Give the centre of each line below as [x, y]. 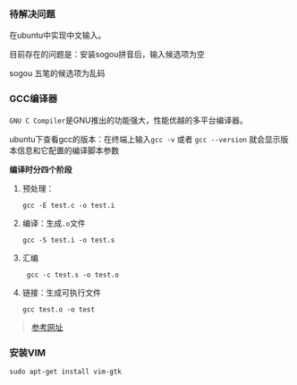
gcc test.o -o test [59, 309]
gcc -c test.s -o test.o [72, 275]
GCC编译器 [34, 98]
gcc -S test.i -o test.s [68, 240]
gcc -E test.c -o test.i [68, 205]
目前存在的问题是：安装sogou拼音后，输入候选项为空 [107, 55]
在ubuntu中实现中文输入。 [58, 35]
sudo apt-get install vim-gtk [66, 372]
